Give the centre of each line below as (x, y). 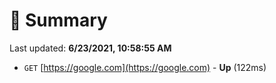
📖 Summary (58, 20)
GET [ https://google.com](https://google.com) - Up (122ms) (145, 67)
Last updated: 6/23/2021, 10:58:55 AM (90, 48)
